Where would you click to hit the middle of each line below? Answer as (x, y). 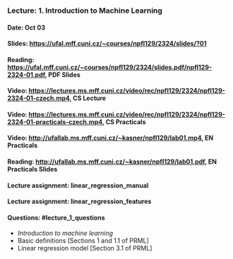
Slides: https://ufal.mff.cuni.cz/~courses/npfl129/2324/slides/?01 (107, 44)
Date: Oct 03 (26, 28)
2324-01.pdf (26, 74)
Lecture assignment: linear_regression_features (79, 201)
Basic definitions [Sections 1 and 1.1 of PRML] (83, 241)
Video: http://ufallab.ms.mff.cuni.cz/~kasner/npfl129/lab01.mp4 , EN (110, 138)
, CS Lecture (88, 98)
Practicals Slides (32, 169)
